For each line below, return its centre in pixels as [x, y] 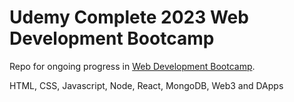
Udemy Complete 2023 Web [129, 17]
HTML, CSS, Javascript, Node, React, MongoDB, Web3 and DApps [146, 85]
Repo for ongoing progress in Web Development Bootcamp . [132, 66]
